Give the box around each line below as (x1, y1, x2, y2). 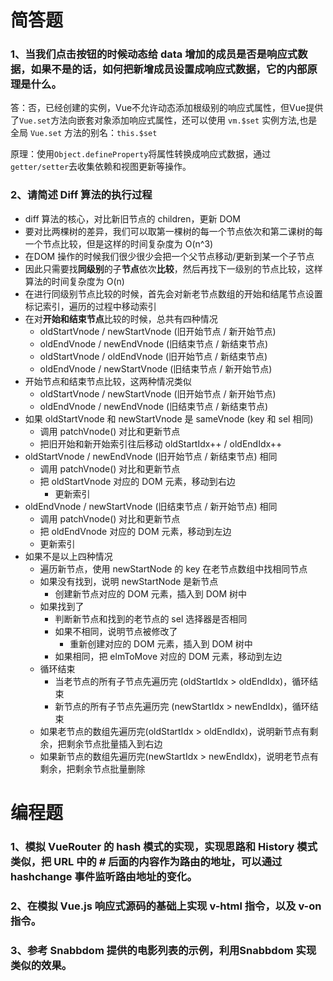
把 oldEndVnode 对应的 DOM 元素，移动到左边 (39, 525, 232, 537)
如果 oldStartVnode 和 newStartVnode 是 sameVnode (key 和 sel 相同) (24, 412, 314, 425)
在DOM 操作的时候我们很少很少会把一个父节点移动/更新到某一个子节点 (24, 250, 315, 262)
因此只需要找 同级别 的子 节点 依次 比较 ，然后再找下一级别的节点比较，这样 (24, 262, 323, 275)
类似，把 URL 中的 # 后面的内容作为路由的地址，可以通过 (10, 854, 283, 868)
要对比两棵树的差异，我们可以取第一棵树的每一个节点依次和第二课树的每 (24, 225, 323, 237)
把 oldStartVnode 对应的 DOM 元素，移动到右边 (39, 475, 236, 487)
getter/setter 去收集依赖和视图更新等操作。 (10, 161, 192, 173)
